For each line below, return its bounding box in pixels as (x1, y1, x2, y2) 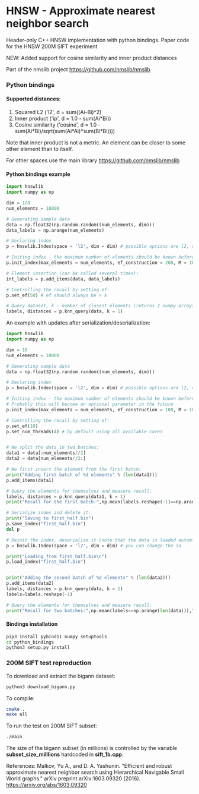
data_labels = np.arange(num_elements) (6, 227, 105, 233)
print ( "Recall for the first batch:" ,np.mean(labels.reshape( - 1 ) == (6, 499, 176, 505)
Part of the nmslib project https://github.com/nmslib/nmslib (6, 65, 151, 73)
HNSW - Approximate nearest (6, 4, 156, 18)
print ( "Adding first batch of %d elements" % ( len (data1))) (6, 471, 158, 478)
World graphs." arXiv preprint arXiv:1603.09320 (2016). (6, 775, 141, 782)
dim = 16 (6, 346, 28, 353)
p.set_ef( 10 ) (6, 423, 38, 429)
